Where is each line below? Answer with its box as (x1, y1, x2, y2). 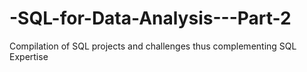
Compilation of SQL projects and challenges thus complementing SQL (9, 40, 297, 52)
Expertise (9, 50, 49, 62)
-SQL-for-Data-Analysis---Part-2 (9, 7, 292, 30)
